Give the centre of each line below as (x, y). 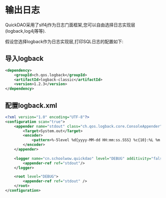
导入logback (24, 59)
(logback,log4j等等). (25, 31)
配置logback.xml (31, 105)
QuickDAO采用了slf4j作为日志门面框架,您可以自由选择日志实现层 (70, 25)
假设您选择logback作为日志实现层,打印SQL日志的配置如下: (64, 41)
